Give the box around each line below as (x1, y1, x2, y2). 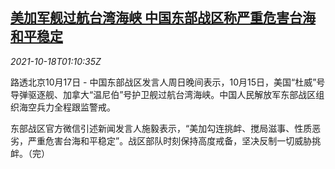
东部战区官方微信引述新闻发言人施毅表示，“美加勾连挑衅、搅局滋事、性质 (10, 122, 313, 134)
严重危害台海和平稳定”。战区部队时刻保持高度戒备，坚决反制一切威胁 (27, 134, 313, 147)
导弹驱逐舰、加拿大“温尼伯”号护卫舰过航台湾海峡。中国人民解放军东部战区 (10, 88, 317, 100)
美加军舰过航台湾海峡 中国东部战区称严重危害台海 (10, 9, 316, 27)
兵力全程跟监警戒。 (36, 101, 116, 113)
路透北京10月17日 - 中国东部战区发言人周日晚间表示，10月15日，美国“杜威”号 (10, 76, 326, 88)
